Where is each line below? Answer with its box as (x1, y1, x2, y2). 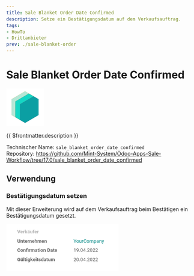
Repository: (6, 150, 35, 157)
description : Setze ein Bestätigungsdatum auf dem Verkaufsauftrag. (6, 16, 181, 22)
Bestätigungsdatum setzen (6, 192, 87, 200)
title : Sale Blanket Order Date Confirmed (6, 10, 114, 16)
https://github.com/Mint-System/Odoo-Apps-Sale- (35, 150, 162, 157)
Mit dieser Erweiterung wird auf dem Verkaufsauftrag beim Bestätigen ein (6, 205, 188, 213)
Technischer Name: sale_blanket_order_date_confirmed (6, 143, 145, 150)
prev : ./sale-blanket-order (6, 41, 77, 48)
